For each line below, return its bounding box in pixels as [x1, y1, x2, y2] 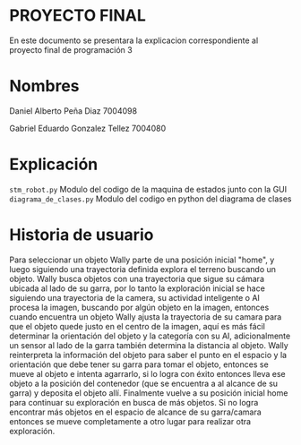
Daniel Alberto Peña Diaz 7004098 [9, 105, 137, 116]
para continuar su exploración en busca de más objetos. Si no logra [9, 397, 259, 407]
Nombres [9, 76, 80, 97]
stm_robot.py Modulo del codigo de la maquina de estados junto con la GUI [9, 184, 288, 194]
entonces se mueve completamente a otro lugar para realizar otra [9, 415, 252, 426]
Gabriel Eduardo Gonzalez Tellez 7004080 [9, 123, 167, 133]
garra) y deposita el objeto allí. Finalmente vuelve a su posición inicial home [9, 387, 288, 398]
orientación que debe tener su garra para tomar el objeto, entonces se [9, 359, 269, 370]
